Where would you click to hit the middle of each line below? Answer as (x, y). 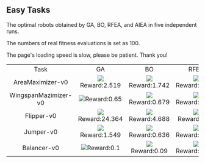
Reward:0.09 (149, 151)
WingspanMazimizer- (41, 95)
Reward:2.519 (101, 85)
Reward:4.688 (149, 118)
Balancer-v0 (41, 148)
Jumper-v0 (41, 132)
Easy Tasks (28, 10)
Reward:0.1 (103, 148)
